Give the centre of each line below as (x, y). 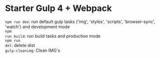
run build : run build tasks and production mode (53, 36)
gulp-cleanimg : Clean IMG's (33, 50)
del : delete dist (20, 45)
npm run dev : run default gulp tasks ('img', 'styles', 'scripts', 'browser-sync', (80, 22)
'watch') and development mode (38, 26)
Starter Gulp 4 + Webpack (59, 8)
